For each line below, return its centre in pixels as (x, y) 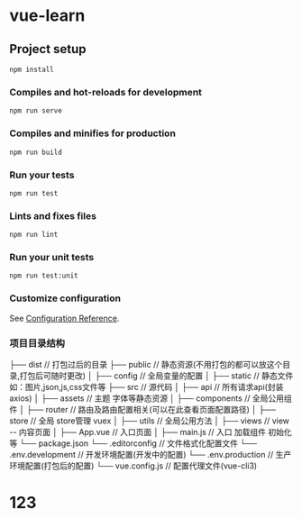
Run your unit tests (52, 258)
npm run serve (36, 111)
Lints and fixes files (53, 215)
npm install (32, 69)
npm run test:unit (44, 276)
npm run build (36, 152)
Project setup (48, 49)
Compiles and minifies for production (92, 133)
